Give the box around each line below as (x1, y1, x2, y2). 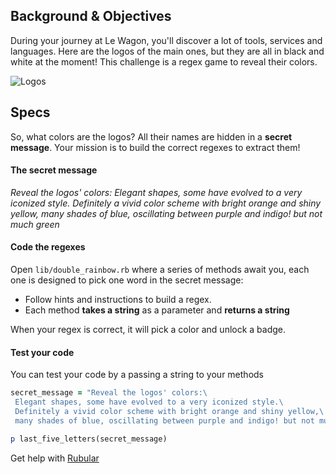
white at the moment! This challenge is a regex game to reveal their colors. (10, 55, 318, 68)
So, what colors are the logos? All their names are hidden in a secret (10, 130, 293, 143)
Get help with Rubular (10, 452, 100, 464)
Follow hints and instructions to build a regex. (24, 294, 212, 306)
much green (10, 218, 60, 230)
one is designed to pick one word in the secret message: (10, 274, 244, 286)
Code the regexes (10, 241, 86, 253)
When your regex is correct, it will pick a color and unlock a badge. (10, 324, 287, 336)
